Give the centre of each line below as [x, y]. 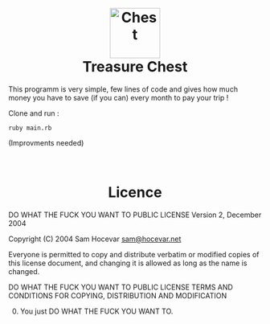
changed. [24, 271]
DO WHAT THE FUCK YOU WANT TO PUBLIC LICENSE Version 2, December [135, 215]
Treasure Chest [135, 67]
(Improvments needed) [46, 142]
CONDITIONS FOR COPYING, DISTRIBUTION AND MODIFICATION [118, 295]
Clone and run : [34, 113]
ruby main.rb [30, 128]
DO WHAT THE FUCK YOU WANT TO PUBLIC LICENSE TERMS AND [121, 287]
